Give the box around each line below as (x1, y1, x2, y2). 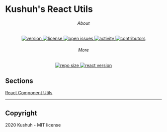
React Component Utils (5, 90, 53, 96)
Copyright (5, 109, 37, 117)
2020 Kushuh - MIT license (5, 122, 61, 128)
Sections (5, 76, 33, 85)
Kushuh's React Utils (5, 3, 93, 15)
